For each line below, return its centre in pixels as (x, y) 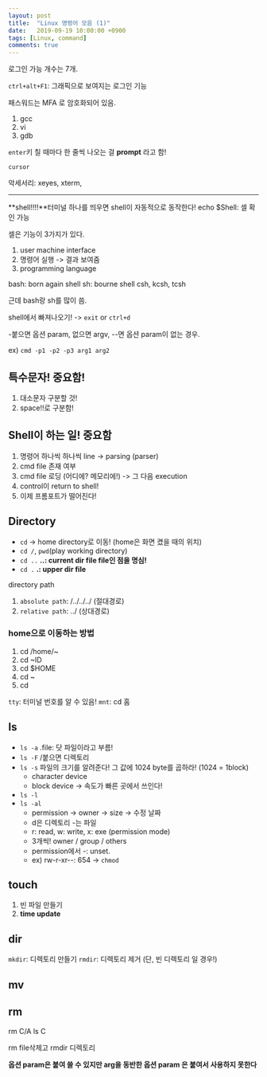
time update (40, 914)
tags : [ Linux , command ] (48, 38)
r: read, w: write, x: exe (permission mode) (101, 831)
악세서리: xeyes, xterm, (45, 183)
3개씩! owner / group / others (79, 840)
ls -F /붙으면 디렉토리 (54, 757)
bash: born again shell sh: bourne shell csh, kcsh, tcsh (97, 284)
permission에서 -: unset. (71, 851)
